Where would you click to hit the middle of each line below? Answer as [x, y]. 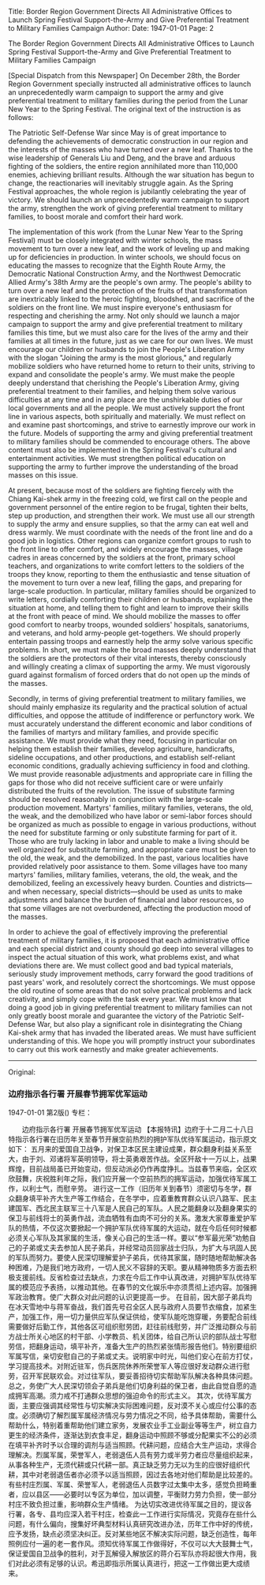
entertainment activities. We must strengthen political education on [117, 458]
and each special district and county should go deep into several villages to [131, 949]
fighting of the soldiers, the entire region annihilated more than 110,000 [123, 166]
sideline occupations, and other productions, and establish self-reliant [122, 757]
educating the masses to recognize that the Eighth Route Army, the [117, 265]
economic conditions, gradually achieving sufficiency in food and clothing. [129, 766]
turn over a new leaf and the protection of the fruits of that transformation [128, 290]
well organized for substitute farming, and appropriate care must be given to [132, 849]
